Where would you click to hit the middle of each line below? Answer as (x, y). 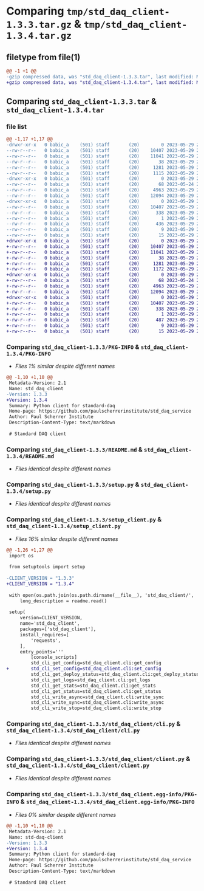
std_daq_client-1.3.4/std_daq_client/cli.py (73, 731)
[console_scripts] (54, 658)
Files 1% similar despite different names (65, 366)
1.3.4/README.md (30, 456)
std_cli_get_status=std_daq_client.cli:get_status (96, 691)
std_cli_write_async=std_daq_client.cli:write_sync (97, 697)
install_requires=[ (44, 635)
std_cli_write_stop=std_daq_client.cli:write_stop (96, 708)
